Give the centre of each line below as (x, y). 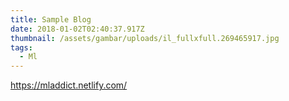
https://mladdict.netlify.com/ (69, 85)
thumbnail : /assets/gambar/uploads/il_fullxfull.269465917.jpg (145, 38)
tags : (21, 47)
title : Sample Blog (51, 19)
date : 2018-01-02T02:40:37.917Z (77, 29)
